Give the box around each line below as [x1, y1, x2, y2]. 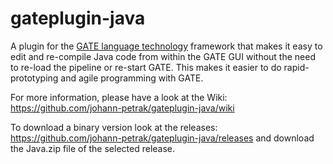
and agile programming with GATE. [60, 72, 204, 84]
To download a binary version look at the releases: [10, 121, 218, 133]
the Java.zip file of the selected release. [10, 142, 176, 154]
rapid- [283, 61, 310, 73]
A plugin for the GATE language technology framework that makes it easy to [10, 40, 323, 52]
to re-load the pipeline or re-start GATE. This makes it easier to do [10, 61, 282, 73]
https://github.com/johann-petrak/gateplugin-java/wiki [10, 102, 235, 114]
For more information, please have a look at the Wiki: [10, 91, 228, 103]
